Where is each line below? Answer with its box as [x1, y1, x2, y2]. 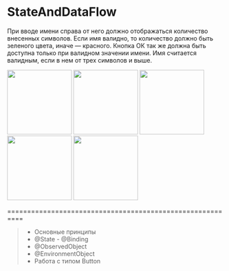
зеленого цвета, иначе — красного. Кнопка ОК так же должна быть [7, 41, 206, 50]
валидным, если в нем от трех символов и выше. [7, 56, 153, 64]
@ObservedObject [34, 242, 87, 250]
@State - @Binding [34, 235, 89, 243]
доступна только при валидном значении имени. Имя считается [7, 49, 197, 57]
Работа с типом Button [34, 257, 101, 265]
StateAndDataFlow [7, 4, 117, 20]
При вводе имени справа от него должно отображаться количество [7, 27, 208, 35]
